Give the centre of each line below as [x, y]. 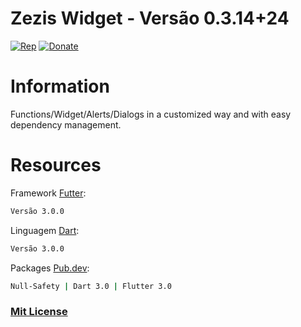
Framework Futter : [48, 193]
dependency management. [66, 124]
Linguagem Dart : [45, 230]
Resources [56, 165]
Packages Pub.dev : [50, 268]
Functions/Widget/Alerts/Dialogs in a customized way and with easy [151, 114]
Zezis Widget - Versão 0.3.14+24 [150, 18]
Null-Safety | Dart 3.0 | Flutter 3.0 [91, 286]
